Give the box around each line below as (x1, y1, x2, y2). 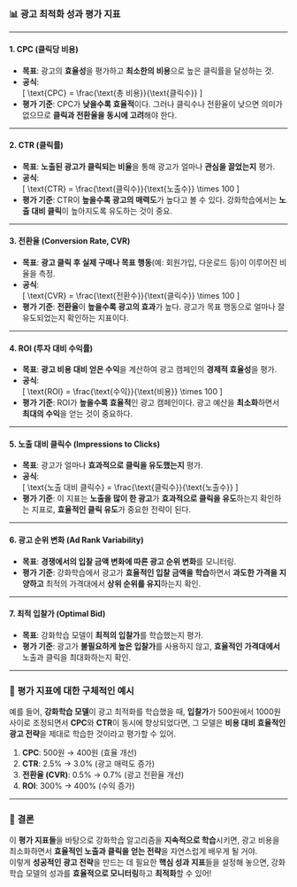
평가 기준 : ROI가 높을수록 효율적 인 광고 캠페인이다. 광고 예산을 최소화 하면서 (21, 397, 280, 408)
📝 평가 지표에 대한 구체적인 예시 (9, 684, 134, 696)
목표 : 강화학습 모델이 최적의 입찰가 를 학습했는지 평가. (21, 629, 204, 640)
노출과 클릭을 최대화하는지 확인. (21, 651, 131, 662)
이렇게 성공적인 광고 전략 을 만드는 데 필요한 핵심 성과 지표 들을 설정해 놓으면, (9, 857, 270, 868)
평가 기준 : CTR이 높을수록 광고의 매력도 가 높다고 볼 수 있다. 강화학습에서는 (21, 194, 278, 205)
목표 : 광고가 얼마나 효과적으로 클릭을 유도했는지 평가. (21, 460, 203, 471)
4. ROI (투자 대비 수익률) (9, 343, 94, 354)
